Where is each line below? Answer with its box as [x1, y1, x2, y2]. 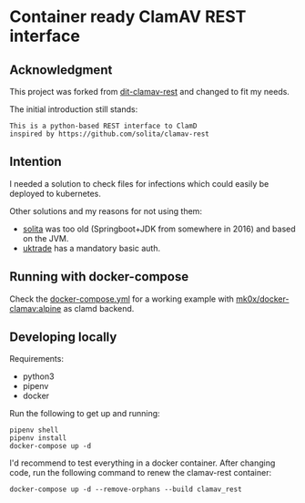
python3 [22, 371, 55, 382]
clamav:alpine [9, 303, 62, 313]
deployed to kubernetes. [9, 188, 102, 199]
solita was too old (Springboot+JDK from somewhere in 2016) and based [22, 223, 296, 234]
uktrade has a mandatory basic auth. [22, 242, 161, 253]
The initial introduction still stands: [9, 104, 138, 115]
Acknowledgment [9, 62, 113, 77]
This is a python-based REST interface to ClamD [9, 121, 198, 130]
